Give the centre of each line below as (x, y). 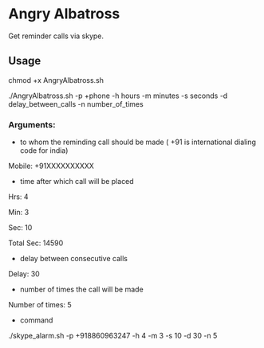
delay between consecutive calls (73, 259)
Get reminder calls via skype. (56, 36)
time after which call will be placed (77, 182)
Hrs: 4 (19, 197)
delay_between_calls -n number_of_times (76, 104)
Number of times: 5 (40, 305)
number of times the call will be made (81, 289)
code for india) (44, 151)
